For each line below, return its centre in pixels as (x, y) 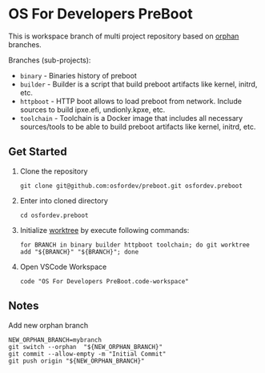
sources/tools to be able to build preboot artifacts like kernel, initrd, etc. (138, 126)
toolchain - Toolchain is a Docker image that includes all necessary (131, 118)
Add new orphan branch (48, 325)
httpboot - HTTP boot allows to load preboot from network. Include (131, 101)
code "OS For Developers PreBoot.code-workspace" (104, 281)
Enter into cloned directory (64, 200)
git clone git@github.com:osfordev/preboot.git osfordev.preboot (131, 186)
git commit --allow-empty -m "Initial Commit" (87, 354)
